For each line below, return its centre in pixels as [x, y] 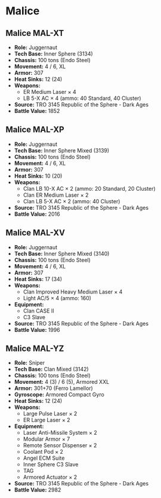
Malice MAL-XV [35, 233]
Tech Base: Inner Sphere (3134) [53, 54]
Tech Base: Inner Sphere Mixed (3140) [62, 253]
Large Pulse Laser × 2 [50, 414]
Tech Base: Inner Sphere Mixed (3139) [62, 150]
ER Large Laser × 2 [47, 420]
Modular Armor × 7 [47, 439]
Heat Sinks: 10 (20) [38, 176]
